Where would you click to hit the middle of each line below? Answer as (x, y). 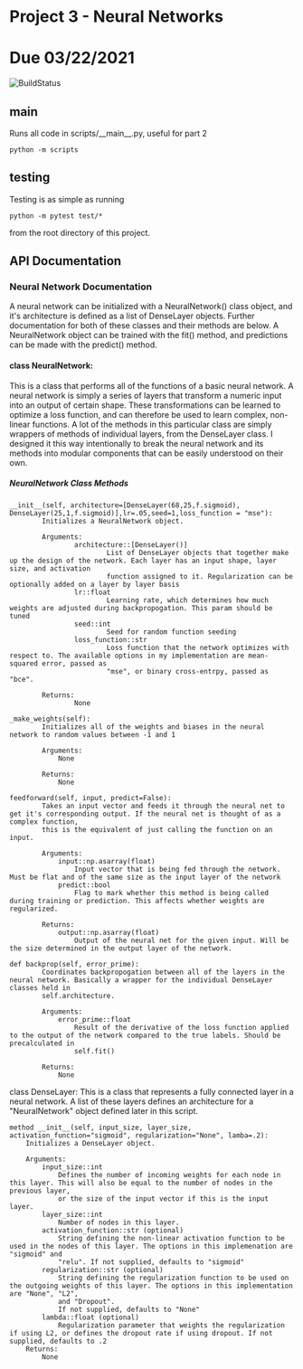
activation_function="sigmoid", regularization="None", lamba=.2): (139, 1135)
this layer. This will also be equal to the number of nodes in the (141, 1183)
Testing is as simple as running (67, 199)
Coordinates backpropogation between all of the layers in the (163, 972)
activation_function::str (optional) (113, 1230)
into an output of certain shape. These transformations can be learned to (145, 405)
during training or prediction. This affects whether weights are (137, 901)
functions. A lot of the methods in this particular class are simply (152, 424)
